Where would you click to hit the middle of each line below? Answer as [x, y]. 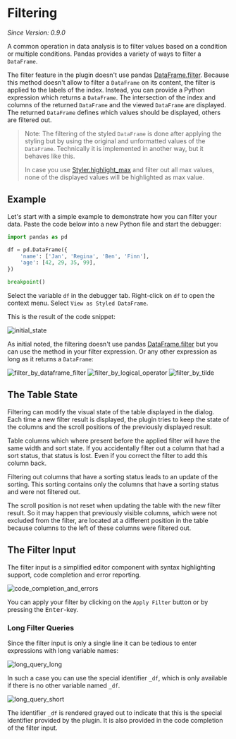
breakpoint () [26, 282]
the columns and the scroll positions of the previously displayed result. [110, 427]
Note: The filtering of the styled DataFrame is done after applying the [123, 133]
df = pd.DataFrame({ [38, 250]
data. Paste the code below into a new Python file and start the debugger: [114, 224]
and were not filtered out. [44, 491]
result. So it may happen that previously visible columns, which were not [112, 512]
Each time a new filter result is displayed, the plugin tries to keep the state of [118, 419]
